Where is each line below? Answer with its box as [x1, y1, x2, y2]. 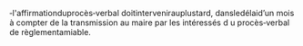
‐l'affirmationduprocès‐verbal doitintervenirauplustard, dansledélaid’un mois [9, 8, 295, 18]
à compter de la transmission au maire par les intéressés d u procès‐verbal [9, 17, 290, 28]
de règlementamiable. [9, 27, 91, 37]
